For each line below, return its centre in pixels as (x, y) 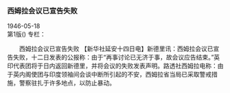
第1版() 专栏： (26, 34)
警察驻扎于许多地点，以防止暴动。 (67, 83)
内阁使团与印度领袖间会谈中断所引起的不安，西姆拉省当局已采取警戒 (115, 75)
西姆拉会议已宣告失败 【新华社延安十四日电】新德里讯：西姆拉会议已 (116, 49)
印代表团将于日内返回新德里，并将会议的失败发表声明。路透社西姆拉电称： (112, 66)
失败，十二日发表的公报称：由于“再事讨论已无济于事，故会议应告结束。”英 (116, 57)
